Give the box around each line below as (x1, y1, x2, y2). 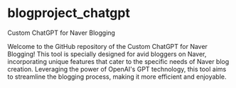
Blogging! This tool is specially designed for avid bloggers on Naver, (7, 50, 207, 58)
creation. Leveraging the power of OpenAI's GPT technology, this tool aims (7, 65, 227, 73)
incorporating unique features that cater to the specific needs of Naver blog (7, 57, 230, 65)
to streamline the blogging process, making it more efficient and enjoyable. (7, 72, 227, 81)
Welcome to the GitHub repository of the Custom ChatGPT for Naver (7, 42, 208, 50)
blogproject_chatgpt (7, 5, 130, 21)
